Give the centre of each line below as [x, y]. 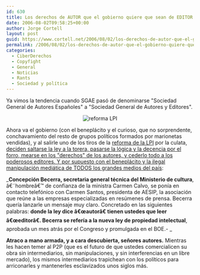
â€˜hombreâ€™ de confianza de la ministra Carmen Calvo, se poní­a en [93, 186]
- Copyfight [26, 61]
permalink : [20, 45]
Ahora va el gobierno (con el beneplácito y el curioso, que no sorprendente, [99, 130]
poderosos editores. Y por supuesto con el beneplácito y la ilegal [86, 162]
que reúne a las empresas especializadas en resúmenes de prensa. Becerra [99, 198]
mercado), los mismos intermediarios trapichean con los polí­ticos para [93, 259]
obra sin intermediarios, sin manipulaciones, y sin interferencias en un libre [98, 253]
